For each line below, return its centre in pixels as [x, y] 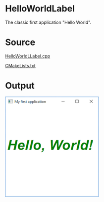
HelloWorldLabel [40, 9]
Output [20, 86]
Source [20, 42]
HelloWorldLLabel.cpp [28, 56]
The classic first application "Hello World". [48, 22]
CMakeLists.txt [20, 65]
